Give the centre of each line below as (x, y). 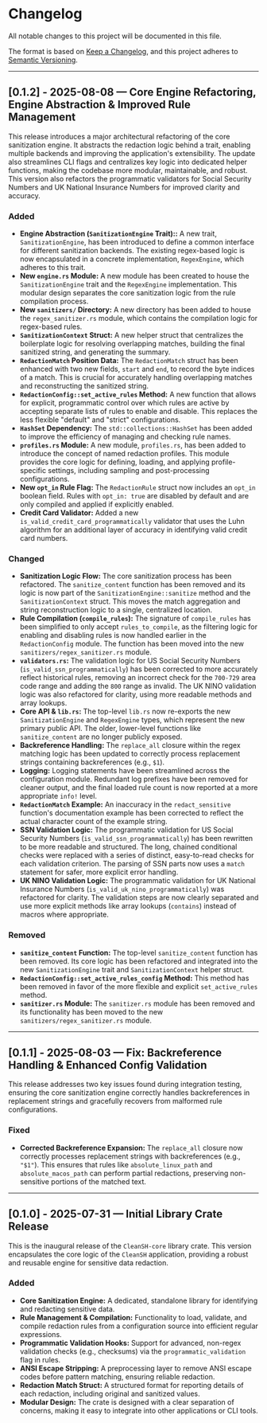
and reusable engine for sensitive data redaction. (89, 1262)
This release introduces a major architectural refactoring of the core (119, 136)
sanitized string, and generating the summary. (95, 352)
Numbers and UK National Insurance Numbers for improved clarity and (124, 187)
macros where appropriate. (64, 915)
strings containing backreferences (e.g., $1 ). (92, 762)
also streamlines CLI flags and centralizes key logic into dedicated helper (128, 162)
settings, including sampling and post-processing (128, 471)
